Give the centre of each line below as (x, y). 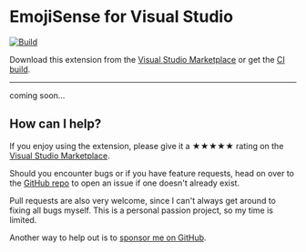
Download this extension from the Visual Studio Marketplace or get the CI (147, 59)
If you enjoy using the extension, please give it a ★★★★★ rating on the (147, 146)
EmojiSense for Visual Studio (122, 17)
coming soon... (37, 95)
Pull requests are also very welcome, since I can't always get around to (143, 200)
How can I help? (56, 124)
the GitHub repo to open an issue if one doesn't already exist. (124, 183)
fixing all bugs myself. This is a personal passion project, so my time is (141, 210)
